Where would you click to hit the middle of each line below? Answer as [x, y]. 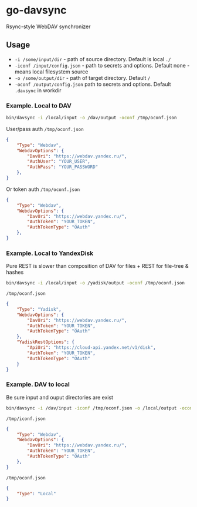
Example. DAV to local [38, 384]
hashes [15, 272]
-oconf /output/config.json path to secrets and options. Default [93, 84]
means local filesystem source [51, 72]
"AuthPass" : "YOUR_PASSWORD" [63, 167]
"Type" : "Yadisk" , [39, 309]
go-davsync [36, 10]
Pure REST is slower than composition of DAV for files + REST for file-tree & [97, 266]
